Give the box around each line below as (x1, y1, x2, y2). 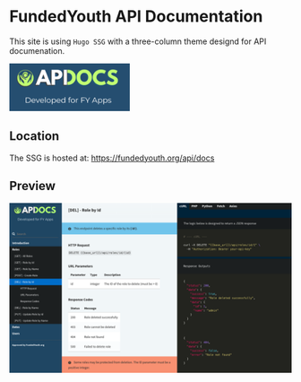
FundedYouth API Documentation (9, 6, 263, 27)
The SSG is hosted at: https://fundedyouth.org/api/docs (9, 152, 215, 163)
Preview (9, 178, 56, 194)
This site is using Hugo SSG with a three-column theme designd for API (9, 36, 267, 47)
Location (9, 128, 60, 144)
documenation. (9, 45, 65, 56)
